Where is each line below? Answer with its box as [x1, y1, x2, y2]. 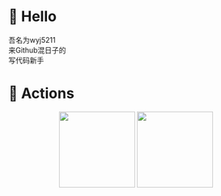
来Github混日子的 [8, 45, 66, 55]
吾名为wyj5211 [8, 35, 56, 45]
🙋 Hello [8, 7, 57, 26]
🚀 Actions [8, 84, 74, 103]
